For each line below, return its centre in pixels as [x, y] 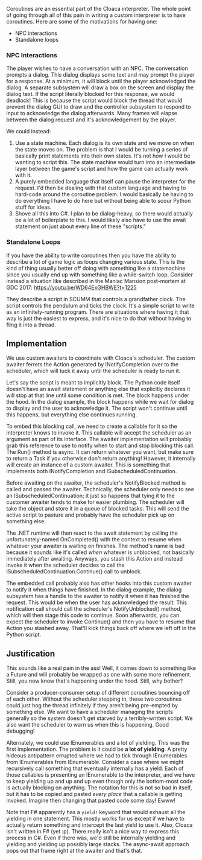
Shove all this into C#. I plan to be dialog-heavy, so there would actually [104, 214]
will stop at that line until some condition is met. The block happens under [98, 395]
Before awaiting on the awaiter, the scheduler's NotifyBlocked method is [96, 483]
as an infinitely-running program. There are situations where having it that [98, 312]
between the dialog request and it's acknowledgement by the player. [91, 119]
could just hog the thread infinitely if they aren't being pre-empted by [92, 706]
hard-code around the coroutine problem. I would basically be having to [104, 194]
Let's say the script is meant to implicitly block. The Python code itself [93, 383]
